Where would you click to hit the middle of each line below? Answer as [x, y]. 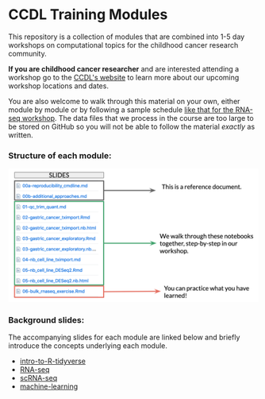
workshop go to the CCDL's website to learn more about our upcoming [124, 77]
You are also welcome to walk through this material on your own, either [124, 101]
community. [27, 53]
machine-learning [49, 386]
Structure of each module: [60, 155]
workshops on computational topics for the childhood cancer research [123, 45]
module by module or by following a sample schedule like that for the [121, 110]
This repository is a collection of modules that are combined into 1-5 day [127, 37]
